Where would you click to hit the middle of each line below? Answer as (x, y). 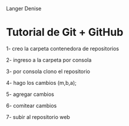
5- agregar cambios (30, 94)
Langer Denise (24, 9)
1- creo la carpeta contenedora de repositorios (63, 48)
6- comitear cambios (32, 105)
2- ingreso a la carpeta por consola (49, 60)
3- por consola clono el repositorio (48, 71)
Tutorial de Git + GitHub (65, 32)
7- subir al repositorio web (38, 117)
